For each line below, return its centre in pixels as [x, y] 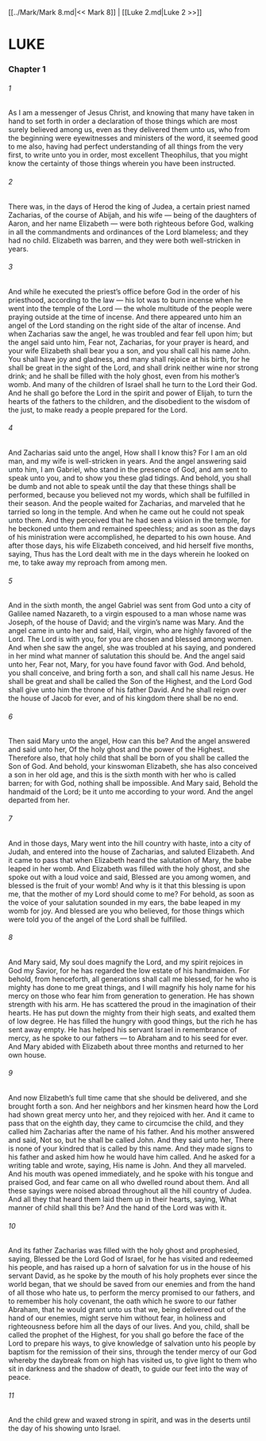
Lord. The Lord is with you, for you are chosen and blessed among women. [131, 639]
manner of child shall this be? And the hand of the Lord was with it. [118, 1207]
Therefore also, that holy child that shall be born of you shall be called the [129, 758]
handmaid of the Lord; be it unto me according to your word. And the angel [131, 792]
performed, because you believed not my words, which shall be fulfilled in [129, 495]
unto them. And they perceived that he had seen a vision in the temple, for [129, 520]
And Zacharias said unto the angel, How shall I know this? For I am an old [128, 452]
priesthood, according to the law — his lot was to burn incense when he [126, 300]
